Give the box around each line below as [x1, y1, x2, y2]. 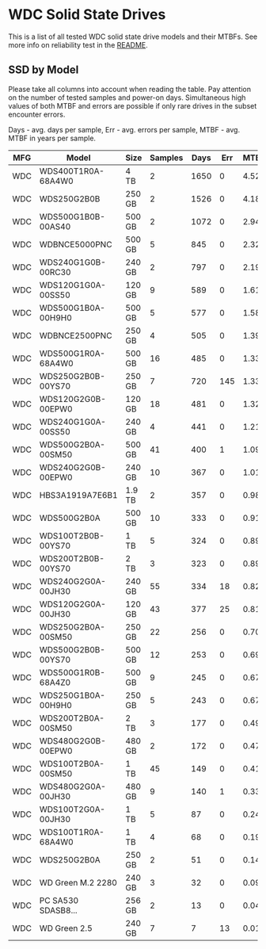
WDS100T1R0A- [39, 826, 104, 837]
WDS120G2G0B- [39, 393, 107, 404]
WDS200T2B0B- [39, 553, 105, 564]
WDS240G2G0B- [39, 461, 107, 473]
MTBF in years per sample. [8, 133, 97, 143]
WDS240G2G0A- [39, 576, 107, 587]
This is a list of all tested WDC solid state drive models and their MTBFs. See [8, 32, 258, 41]
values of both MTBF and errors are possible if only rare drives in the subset [8, 101, 257, 110]
